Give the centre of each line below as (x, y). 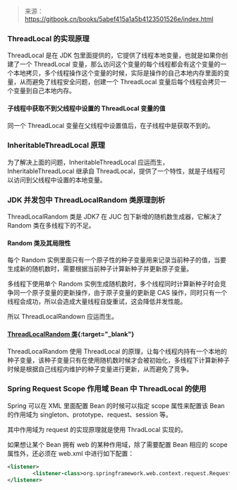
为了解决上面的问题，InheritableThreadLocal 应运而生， (88, 162)
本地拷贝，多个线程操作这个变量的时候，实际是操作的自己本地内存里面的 (118, 73)
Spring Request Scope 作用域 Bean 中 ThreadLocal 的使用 (107, 389)
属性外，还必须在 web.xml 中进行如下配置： (71, 453)
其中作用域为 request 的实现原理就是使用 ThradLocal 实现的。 (97, 429)
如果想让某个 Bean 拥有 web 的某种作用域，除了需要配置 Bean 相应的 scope (117, 444)
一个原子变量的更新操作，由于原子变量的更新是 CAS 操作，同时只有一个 (123, 293)
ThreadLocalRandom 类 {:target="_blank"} (71, 334)
